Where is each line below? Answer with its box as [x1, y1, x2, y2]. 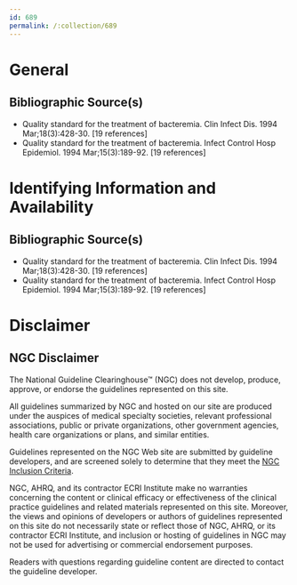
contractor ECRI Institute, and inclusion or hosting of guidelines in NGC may [9, 530, 286, 541]
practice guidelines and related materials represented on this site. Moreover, [9, 501, 289, 512]
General [9, 60, 69, 80]
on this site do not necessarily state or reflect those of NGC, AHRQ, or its [9, 520, 276, 531]
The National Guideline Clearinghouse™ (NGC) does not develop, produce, [9, 374, 282, 385]
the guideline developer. [9, 565, 98, 576]
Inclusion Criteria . [9, 465, 74, 476]
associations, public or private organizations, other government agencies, [9, 420, 279, 430]
